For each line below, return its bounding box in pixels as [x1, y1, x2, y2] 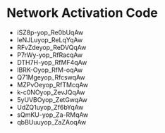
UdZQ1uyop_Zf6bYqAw [16, 103, 84, 111]
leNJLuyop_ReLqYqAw [16, 35, 83, 44]
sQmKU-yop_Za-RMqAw [16, 110, 89, 119]
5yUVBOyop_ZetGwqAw [16, 95, 87, 103]
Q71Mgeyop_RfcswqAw [16, 72, 85, 82]
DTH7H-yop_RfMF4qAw [16, 58, 87, 66]
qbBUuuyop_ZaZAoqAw [16, 118, 87, 126]
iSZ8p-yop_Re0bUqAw [16, 28, 84, 37]
